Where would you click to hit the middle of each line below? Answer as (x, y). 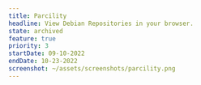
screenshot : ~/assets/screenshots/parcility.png (92, 69)
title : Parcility (38, 16)
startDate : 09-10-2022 (47, 53)
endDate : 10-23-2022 (43, 62)
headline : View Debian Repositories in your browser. (101, 23)
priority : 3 (28, 46)
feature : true (32, 38)
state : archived (36, 31)
